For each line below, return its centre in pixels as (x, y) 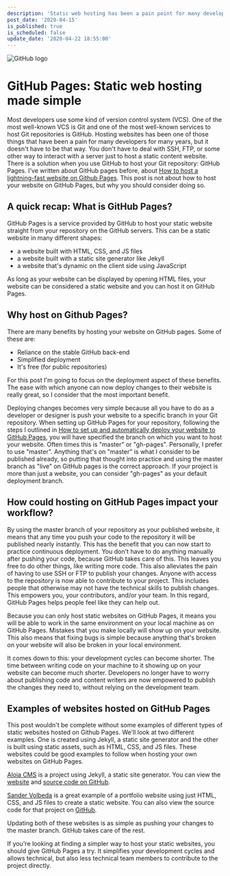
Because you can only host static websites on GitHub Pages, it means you (112, 616)
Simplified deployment (49, 359)
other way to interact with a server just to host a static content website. (107, 156)
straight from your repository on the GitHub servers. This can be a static (109, 230)
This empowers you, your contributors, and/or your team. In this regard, (108, 595)
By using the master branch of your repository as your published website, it (113, 529)
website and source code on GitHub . (59, 782)
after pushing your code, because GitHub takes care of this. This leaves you (114, 559)
